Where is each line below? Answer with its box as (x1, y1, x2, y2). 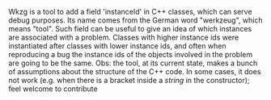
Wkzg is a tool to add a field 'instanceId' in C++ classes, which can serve (8, 7, 252, 16)
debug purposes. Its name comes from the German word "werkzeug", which (8, 15, 263, 25)
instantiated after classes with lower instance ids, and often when (8, 41, 227, 51)
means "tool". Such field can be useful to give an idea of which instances (8, 24, 252, 33)
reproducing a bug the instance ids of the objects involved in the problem (8, 50, 253, 59)
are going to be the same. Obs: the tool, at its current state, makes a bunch (8, 58, 258, 68)
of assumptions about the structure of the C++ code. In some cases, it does (8, 67, 261, 76)
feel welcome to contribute (8, 84, 99, 94)
